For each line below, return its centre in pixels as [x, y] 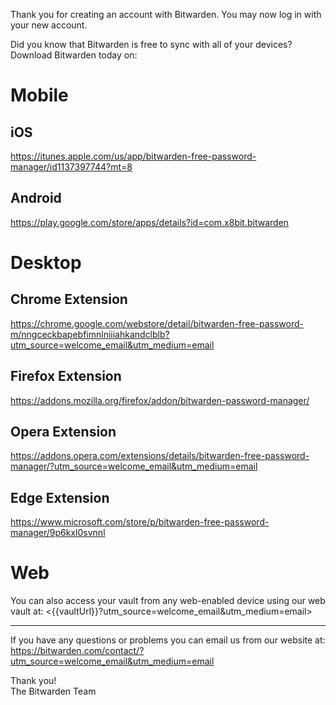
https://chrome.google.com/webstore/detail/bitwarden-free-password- [157, 323]
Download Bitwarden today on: [74, 55]
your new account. [49, 25]
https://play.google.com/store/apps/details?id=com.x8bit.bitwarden [150, 222]
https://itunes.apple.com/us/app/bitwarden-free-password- [133, 156]
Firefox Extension [66, 376]
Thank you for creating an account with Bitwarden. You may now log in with [166, 14]
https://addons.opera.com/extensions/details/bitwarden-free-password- [160, 456]
